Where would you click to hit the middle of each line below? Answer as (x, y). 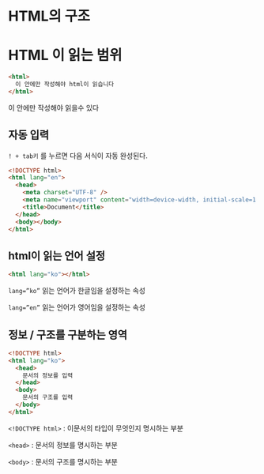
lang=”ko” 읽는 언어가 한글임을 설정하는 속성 (77, 291)
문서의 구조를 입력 (48, 397)
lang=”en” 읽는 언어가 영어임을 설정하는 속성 (77, 307)
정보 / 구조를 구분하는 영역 (68, 335)
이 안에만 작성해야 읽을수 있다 (54, 107)
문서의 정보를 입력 (48, 375)
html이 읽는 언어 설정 (57, 256)
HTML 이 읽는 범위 (65, 55)
